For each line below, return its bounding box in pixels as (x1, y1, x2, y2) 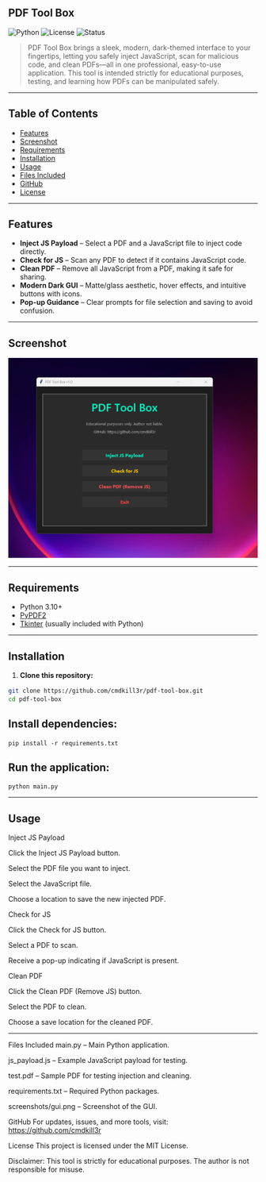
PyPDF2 (19, 610, 47, 620)
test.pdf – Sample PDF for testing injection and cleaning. (8, 1071, 192, 1080)
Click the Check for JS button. (8, 925, 107, 935)
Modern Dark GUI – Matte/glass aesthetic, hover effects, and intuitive (19, 281, 247, 291)
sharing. (19, 272, 47, 282)
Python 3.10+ (19, 603, 63, 612)
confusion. (19, 306, 55, 316)
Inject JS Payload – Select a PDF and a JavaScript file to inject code (19, 238, 243, 248)
